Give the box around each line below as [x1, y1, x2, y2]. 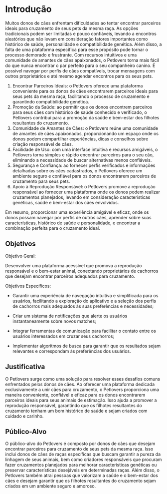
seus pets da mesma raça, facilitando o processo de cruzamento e [12, 93, 150, 99]
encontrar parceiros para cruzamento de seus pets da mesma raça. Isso [5, 446, 154, 452]
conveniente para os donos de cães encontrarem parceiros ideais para [12, 88, 158, 94]
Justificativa [5, 363, 45, 371]
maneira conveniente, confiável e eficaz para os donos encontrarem [5, 392, 146, 398]
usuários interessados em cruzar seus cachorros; [12, 333, 115, 339]
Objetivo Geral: [5, 253, 36, 259]
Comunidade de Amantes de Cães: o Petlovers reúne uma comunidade [12, 125, 159, 131]
